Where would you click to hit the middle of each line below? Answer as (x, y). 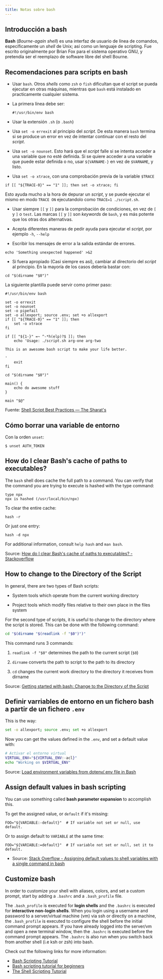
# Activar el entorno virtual (36, 753)
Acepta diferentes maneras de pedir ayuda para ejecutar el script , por (82, 229)
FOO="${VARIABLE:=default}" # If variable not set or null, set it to (79, 845)
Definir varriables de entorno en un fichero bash (80, 701)
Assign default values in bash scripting (65, 787)
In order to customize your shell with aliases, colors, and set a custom (75, 890)
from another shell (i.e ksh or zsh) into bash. (49, 942)
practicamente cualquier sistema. (45, 94)
